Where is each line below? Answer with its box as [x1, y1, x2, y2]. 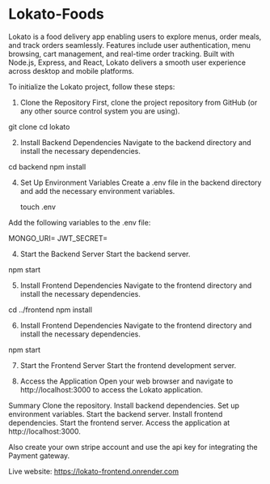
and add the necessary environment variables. [19, 186, 175, 195]
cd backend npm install [8, 161, 86, 171]
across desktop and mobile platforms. [8, 66, 135, 75]
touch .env [19, 202, 57, 212]
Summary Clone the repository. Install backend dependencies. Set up [8, 400, 240, 410]
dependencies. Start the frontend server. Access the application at [8, 418, 230, 427]
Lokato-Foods [8, 5, 105, 24]
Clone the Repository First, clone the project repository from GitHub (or [19, 97, 258, 107]
